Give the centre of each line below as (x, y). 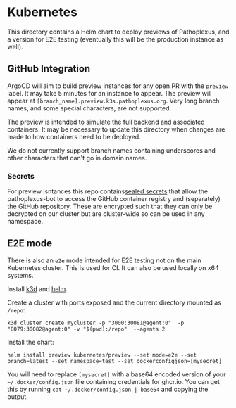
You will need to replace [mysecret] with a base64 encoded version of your (117, 374)
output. (18, 396)
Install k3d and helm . (38, 288)
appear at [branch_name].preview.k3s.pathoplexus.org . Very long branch (113, 101)
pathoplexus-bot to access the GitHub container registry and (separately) (114, 199)
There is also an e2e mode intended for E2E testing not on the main (104, 260)
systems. (20, 275)
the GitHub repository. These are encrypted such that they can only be (110, 206)
